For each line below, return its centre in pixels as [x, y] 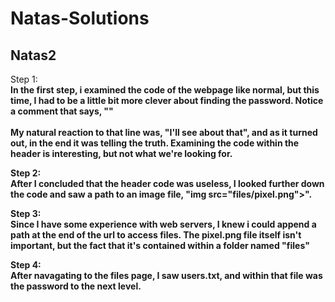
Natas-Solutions [80, 18]
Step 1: [24, 79]
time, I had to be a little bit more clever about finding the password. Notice [167, 100]
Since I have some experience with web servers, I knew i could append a [163, 224]
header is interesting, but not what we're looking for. [121, 153]
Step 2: [26, 173]
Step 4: [26, 265]
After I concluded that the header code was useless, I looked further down [167, 183]
